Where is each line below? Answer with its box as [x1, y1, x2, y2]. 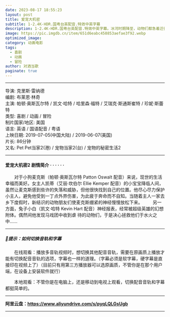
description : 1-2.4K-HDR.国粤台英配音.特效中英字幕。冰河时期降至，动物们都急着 [5, 26, 160, 31]
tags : [5, 45, 17, 50]
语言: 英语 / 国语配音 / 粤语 [5, 126, 61, 131]
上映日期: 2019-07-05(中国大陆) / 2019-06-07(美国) [5, 132, 113, 138]
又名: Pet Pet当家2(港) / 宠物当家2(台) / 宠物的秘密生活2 [5, 145, 121, 151]
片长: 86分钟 [5, 139, 31, 144]
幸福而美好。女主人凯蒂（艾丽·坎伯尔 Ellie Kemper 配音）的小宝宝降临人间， [5, 180, 163, 187]
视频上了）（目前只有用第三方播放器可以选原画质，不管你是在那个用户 [18, 262, 163, 268]
